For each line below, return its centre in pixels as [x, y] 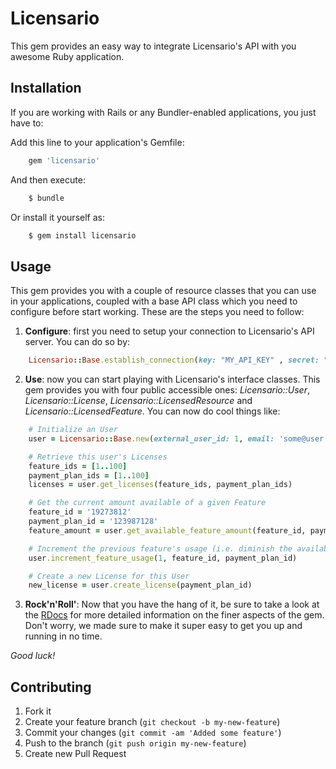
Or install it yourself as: [57, 217]
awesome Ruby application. [67, 56]
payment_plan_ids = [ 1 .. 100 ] [89, 475]
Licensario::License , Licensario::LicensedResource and [138, 401]
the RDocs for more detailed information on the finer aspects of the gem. [174, 615]
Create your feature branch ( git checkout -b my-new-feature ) [152, 722]
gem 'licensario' [64, 160]
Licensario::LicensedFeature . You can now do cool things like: [152, 411]
